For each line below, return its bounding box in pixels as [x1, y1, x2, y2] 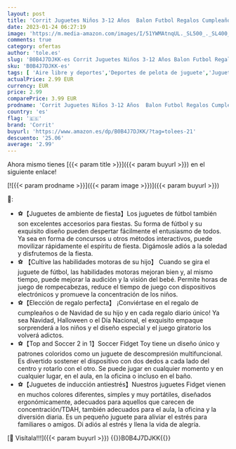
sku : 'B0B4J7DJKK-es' [7, 63, 71, 70]
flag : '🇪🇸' [7, 115, 42, 122]
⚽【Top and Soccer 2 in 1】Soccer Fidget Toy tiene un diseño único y [17, 339, 220, 348]
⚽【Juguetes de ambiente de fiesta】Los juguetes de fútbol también [17, 209, 217, 218]
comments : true [7, 37, 52, 44]
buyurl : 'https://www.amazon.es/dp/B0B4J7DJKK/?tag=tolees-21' [7, 128, 197, 135]
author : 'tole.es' [7, 50, 61, 57]
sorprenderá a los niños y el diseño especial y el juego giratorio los [17, 324, 212, 332]
